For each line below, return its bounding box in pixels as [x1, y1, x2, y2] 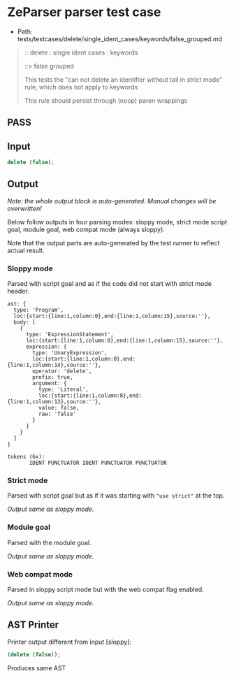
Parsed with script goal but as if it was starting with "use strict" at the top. [7, 491, 225, 500]
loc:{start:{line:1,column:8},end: [38, 392, 142, 399]
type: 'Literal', [38, 386, 89, 394]
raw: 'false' [38, 410, 77, 418]
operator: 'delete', [32, 368, 92, 375]
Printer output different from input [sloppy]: [7, 637, 131, 646]
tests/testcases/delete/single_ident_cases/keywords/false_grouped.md [17, 34, 222, 43]
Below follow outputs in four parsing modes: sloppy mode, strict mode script [7, 217, 228, 226]
